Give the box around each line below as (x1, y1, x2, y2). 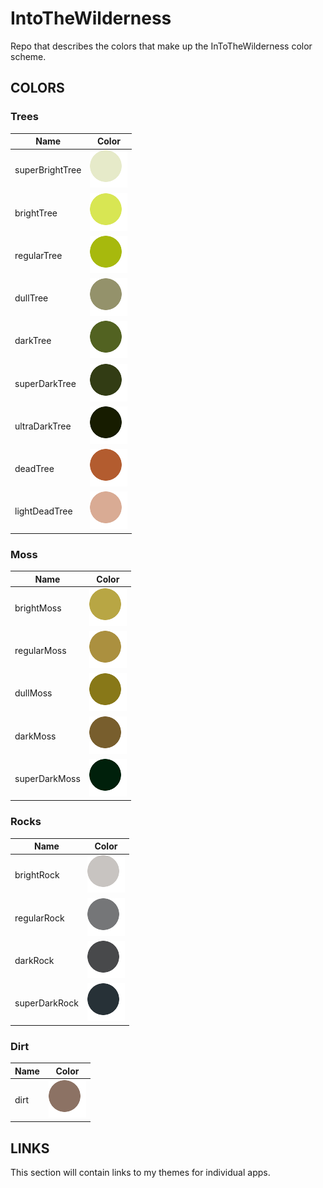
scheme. (10, 50, 47, 62)
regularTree (14, 249, 63, 261)
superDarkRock (14, 997, 79, 1009)
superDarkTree (14, 377, 77, 389)
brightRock (14, 869, 60, 881)
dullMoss (14, 687, 53, 699)
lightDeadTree (14, 505, 73, 517)
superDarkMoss (14, 772, 81, 784)
